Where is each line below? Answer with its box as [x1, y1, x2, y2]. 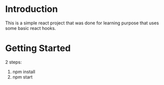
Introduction [5, 3, 58, 15]
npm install [12, 69, 36, 75]
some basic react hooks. [5, 25, 56, 31]
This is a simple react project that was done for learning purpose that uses [5, 20, 159, 26]
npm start [12, 74, 33, 80]
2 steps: [5, 59, 22, 65]
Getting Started [5, 43, 71, 54]
